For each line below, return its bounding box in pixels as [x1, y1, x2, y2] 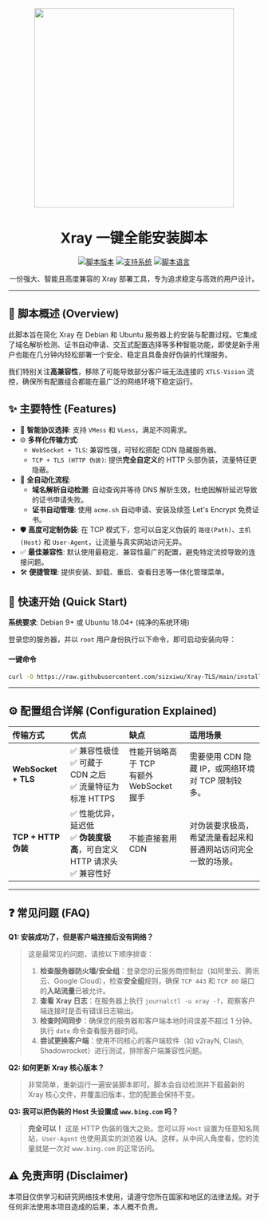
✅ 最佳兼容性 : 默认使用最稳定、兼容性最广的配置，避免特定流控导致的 [19, 546, 249, 557]
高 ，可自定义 [70, 844, 119, 855]
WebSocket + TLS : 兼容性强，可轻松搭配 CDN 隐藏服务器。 [31, 444, 221, 454]
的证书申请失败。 [31, 495, 89, 504]
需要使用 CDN [189, 752, 242, 763]
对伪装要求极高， [189, 820, 254, 831]
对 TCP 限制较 [189, 775, 242, 787]
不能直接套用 [128, 833, 178, 844]
